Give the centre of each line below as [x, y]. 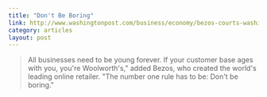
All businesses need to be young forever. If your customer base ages [140, 60]
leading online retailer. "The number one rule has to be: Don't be [133, 76]
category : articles [41, 30]
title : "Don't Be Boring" [51, 15]
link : [17, 23]
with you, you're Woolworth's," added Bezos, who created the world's [142, 69]
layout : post [30, 37]
